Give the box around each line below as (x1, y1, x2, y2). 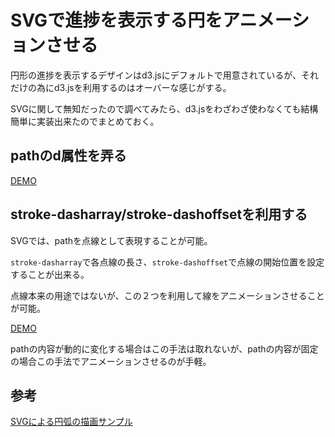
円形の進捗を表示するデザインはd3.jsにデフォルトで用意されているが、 (10, 69, 302, 81)
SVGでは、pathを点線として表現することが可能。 (10, 234, 213, 246)
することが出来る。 (10, 268, 90, 280)
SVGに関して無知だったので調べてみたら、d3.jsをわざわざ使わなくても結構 (10, 102, 319, 115)
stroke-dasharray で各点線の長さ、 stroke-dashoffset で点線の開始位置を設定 (10, 256, 325, 268)
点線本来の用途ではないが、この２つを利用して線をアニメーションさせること (10, 289, 325, 301)
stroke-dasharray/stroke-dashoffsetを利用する (10, 206, 308, 223)
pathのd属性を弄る (10, 147, 127, 165)
